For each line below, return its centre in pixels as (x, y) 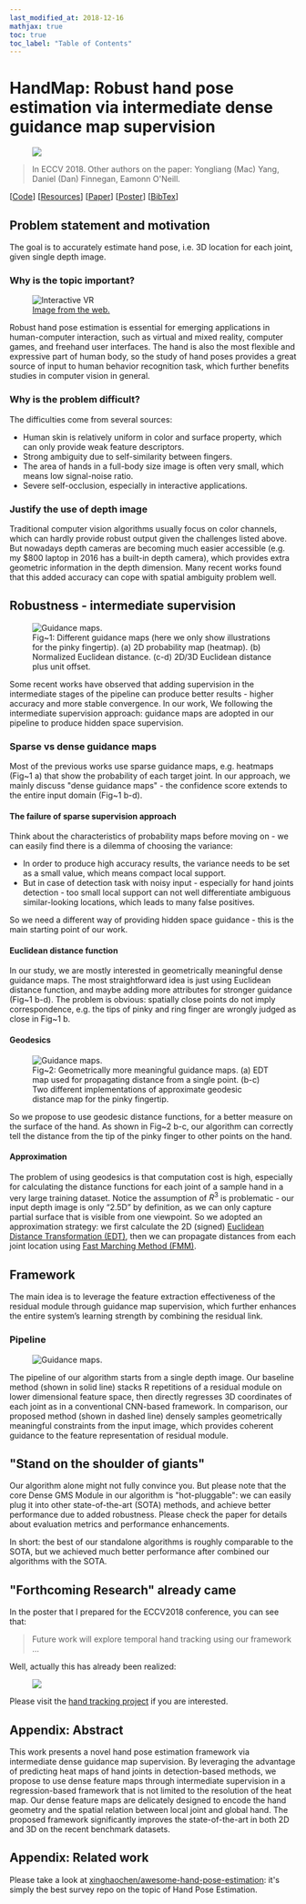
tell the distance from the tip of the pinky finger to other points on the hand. (151, 1135)
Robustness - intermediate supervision (123, 606)
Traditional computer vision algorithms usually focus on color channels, (143, 528)
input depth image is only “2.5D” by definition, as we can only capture (140, 1207)
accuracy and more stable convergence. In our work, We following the (141, 703)
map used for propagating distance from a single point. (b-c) (146, 1079)
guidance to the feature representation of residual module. (119, 1435)
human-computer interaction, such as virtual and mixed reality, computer (147, 337)
